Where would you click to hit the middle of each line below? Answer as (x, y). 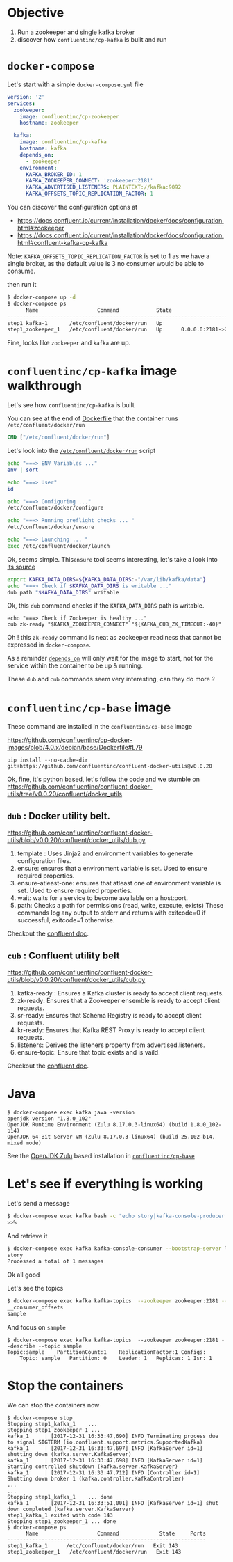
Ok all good (24, 1275)
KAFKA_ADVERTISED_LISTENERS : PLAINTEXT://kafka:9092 (103, 187)
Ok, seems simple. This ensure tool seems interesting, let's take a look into (113, 559)
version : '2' (26, 97)
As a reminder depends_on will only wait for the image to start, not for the (110, 658)
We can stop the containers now (53, 1405)
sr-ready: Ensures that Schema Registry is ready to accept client (109, 1015)
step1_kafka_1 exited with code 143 (60, 1515)
